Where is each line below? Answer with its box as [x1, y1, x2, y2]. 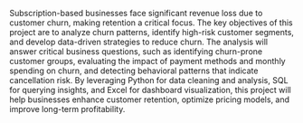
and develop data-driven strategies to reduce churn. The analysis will [9, 36, 269, 47]
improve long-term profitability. [9, 104, 126, 114]
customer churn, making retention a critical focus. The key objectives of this [9, 17, 293, 28]
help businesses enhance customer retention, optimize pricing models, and [9, 94, 290, 105]
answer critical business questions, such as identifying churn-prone [9, 46, 263, 57]
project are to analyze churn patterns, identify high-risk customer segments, [9, 27, 294, 37]
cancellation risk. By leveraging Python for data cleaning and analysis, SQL [9, 75, 289, 85]
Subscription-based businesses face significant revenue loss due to [9, 8, 263, 18]
